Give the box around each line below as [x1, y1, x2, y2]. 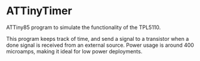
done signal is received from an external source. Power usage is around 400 [6, 41, 194, 49]
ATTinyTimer [6, 4, 73, 18]
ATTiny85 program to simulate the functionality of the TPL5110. [6, 24, 161, 31]
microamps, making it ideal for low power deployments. [6, 47, 143, 54]
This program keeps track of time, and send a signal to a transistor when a [6, 35, 189, 42]
